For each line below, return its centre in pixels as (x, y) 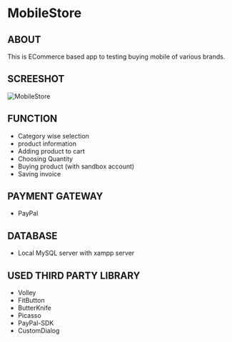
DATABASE (32, 236)
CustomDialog (39, 331)
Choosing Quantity (45, 159)
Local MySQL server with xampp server (76, 253)
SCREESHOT (36, 79)
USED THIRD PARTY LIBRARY (74, 275)
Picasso (29, 316)
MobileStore (45, 13)
